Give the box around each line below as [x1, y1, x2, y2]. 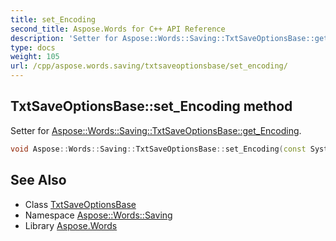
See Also [10, 172, 67, 189]
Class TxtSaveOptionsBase [24, 198, 137, 210]
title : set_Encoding [10, 14, 97, 25]
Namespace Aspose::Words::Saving [24, 209, 173, 221]
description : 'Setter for [10, 33, 118, 43]
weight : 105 [10, 52, 60, 62]
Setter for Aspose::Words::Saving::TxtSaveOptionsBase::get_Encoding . [10, 124, 302, 136]
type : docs [10, 42, 56, 53]
